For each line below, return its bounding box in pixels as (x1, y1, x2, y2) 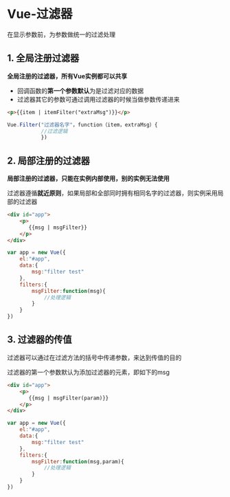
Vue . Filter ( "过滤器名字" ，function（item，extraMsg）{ (7, 121, 158, 128)
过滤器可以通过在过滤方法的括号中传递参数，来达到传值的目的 (7, 353, 182, 362)
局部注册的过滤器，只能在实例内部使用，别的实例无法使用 (7, 175, 170, 183)
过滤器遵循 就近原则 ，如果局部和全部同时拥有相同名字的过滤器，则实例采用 (7, 189, 218, 197)
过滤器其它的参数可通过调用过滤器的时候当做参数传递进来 (16, 95, 180, 103)
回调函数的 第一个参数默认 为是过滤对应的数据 (16, 87, 144, 95)
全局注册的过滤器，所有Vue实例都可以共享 (7, 71, 128, 80)
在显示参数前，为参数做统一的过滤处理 (7, 30, 115, 38)
